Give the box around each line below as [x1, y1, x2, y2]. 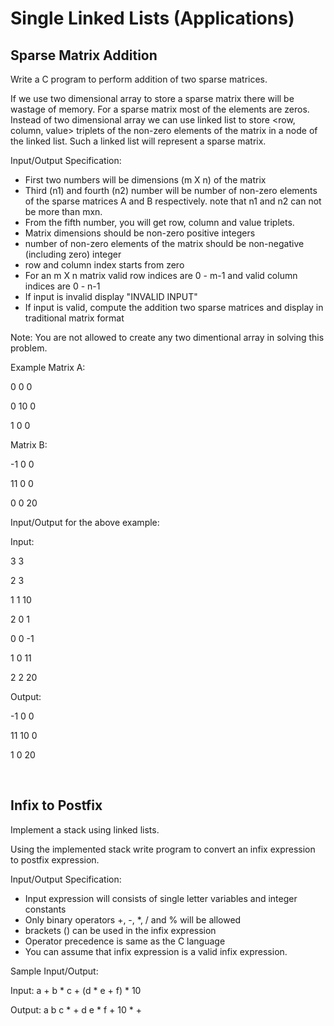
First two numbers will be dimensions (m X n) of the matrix [24, 174, 267, 186]
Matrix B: [10, 439, 48, 451]
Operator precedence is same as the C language [24, 935, 226, 947]
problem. [10, 342, 48, 354]
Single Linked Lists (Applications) [10, 7, 295, 30]
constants [24, 903, 67, 915]
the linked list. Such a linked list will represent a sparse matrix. [10, 135, 267, 147]
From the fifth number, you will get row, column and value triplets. [24, 217, 295, 228]
